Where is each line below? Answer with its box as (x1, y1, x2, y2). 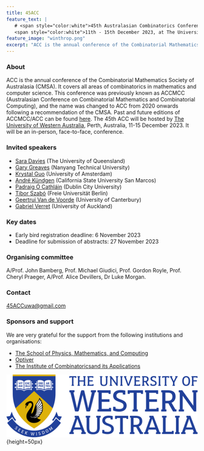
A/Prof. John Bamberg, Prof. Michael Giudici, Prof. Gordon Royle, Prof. (6, 267, 182, 274)
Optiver (15, 356, 35, 363)
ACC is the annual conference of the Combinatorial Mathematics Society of (6, 77, 194, 84)
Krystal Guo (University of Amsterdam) (15, 170, 112, 177)
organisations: (6, 337, 42, 345)
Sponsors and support (6, 317, 74, 326)
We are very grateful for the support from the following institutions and (6, 331, 183, 339)
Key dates (6, 218, 36, 226)
